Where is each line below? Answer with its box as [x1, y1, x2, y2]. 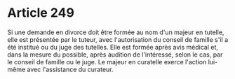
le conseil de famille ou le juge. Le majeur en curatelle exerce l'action [7, 57, 207, 66]
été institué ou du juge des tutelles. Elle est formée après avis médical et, [7, 43, 219, 51]
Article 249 [7, 5, 75, 21]
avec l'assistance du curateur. [27, 65, 114, 73]
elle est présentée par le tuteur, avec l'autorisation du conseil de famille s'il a [7, 35, 229, 43]
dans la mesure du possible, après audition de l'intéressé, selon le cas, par [7, 50, 223, 59]
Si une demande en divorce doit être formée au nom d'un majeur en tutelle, [7, 28, 224, 36]
